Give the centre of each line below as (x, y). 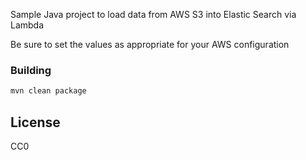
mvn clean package (48, 91)
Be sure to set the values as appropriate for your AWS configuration (150, 44)
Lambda (27, 25)
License (35, 122)
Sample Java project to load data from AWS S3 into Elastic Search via (153, 14)
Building (31, 70)
